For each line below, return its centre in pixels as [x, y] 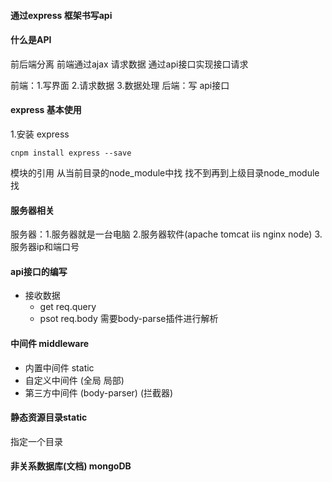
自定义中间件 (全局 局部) [74, 380]
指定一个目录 [36, 441]
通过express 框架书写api [61, 15]
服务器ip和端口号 [45, 247]
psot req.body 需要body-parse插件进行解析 [129, 319]
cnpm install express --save [71, 153]
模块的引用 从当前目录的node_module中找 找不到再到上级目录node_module [165, 173]
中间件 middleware [50, 343]
